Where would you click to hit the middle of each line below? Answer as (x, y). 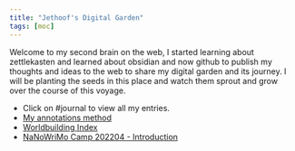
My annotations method (67, 118)
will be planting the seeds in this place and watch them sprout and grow (144, 80)
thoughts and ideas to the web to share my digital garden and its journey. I (148, 71)
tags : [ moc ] (32, 26)
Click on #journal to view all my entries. (96, 108)
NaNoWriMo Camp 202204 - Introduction (100, 137)
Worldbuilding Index (60, 127)
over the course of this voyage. (68, 90)
